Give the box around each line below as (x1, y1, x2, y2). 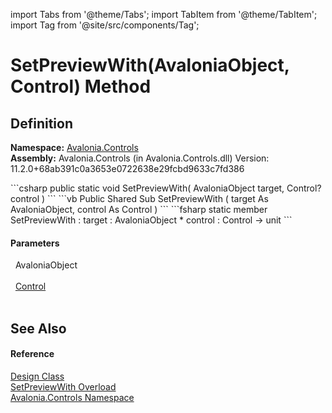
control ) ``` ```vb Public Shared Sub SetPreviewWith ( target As (10, 193, 269, 204)
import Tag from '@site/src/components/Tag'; (10, 19, 200, 31)
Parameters (10, 237, 60, 249)
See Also (10, 320, 67, 337)
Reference (10, 348, 55, 360)
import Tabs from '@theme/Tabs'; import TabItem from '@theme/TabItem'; (10, 9, 318, 20)
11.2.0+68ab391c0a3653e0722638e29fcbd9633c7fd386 (10, 163, 245, 174)
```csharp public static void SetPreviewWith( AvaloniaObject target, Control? (10, 182, 322, 194)
